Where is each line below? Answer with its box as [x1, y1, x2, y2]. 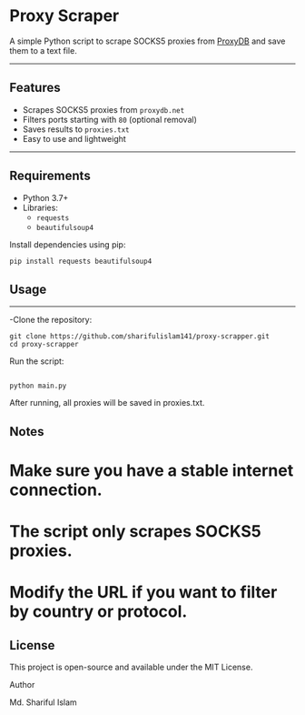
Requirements [9, 168, 91, 184]
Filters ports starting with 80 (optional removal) [22, 114, 198, 125]
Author [9, 680, 35, 690]
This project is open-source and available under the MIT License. [9, 661, 253, 673]
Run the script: [9, 356, 64, 367]
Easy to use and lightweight [22, 133, 127, 144]
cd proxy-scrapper [9, 340, 79, 349]
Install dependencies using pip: [9, 238, 126, 250]
